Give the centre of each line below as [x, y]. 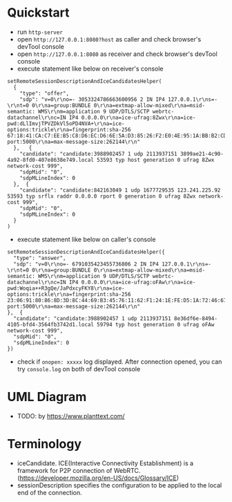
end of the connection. [49, 492]
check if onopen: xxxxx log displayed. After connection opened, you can [119, 362]
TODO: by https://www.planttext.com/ [71, 416]
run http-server [40, 32]
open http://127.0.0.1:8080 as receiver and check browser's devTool [117, 54]
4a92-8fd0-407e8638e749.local [51, 160]
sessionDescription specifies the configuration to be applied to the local [119, 485]
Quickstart [39, 13]
